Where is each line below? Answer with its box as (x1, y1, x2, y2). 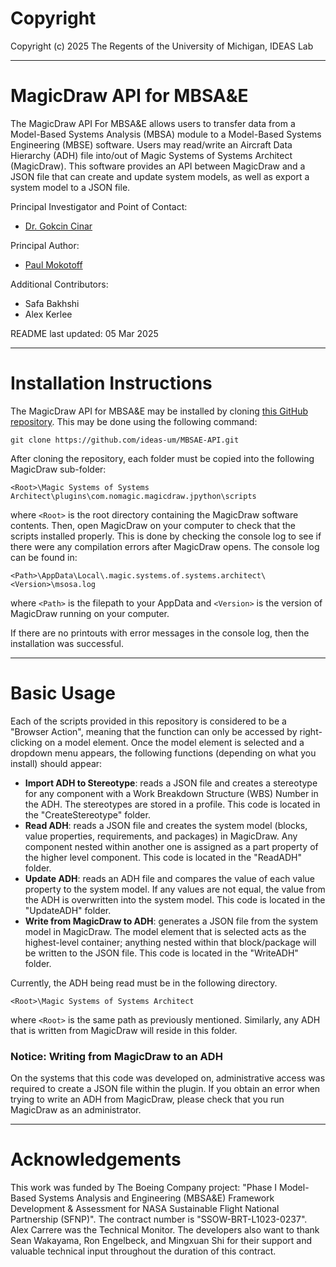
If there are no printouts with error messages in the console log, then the (10, 627, 310, 639)
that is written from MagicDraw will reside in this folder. (10, 1024, 238, 1036)
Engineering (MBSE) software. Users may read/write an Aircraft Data (10, 138, 293, 151)
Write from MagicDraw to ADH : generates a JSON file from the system (24, 915, 319, 927)
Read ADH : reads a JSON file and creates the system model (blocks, (24, 819, 308, 831)
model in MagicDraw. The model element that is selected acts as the (24, 925, 307, 937)
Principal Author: (10, 239, 80, 251)
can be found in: (10, 551, 78, 563)
